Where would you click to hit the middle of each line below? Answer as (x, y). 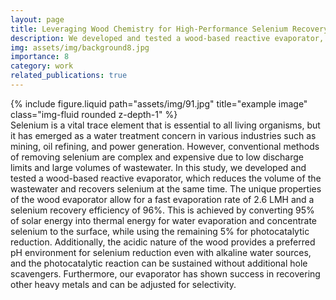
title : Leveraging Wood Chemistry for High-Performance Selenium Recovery (169, 29)
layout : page (37, 19)
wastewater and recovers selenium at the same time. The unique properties (166, 188)
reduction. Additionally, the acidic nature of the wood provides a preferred (163, 242)
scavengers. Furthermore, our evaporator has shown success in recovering (165, 273)
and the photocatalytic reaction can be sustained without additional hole (159, 263)
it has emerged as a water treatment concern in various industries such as (163, 135)
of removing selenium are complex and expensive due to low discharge (157, 157)
